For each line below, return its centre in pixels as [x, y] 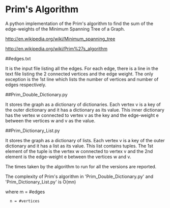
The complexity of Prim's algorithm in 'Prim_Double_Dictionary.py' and [79, 176]
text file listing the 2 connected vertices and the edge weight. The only [79, 74]
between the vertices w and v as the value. [50, 120]
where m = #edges [25, 192]
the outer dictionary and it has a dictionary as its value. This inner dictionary [85, 110]
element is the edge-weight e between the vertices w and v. [68, 157]
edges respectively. [26, 85]
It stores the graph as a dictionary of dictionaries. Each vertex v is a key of [83, 104]
